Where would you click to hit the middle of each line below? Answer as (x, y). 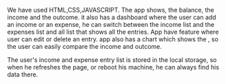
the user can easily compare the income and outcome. (84, 46)
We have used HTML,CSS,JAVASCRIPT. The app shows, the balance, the (111, 10)
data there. (23, 74)
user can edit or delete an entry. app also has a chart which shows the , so (113, 39)
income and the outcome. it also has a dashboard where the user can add (112, 17)
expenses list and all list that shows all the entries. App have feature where (113, 32)
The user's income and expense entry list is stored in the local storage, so (112, 60)
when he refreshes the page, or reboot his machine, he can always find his (113, 67)
